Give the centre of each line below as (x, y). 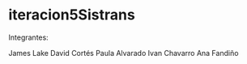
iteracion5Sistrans (72, 15)
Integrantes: (28, 37)
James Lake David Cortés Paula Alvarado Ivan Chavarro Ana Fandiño (123, 53)
